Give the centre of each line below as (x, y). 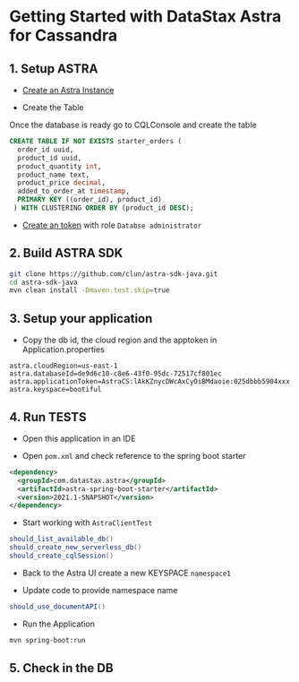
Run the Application (59, 624)
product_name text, (54, 175)
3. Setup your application (81, 319)
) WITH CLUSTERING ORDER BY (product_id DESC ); (103, 208)
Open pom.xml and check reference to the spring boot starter (134, 455)
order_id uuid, (46, 150)
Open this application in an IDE (79, 438)
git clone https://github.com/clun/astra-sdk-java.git (114, 274)
